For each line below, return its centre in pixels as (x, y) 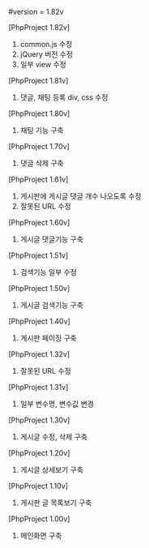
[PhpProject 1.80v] (39, 113)
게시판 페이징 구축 (48, 338)
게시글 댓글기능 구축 (51, 239)
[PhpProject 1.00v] (39, 519)
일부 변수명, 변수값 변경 (57, 404)
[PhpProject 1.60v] (39, 223)
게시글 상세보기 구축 (51, 470)
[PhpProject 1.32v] (39, 354)
